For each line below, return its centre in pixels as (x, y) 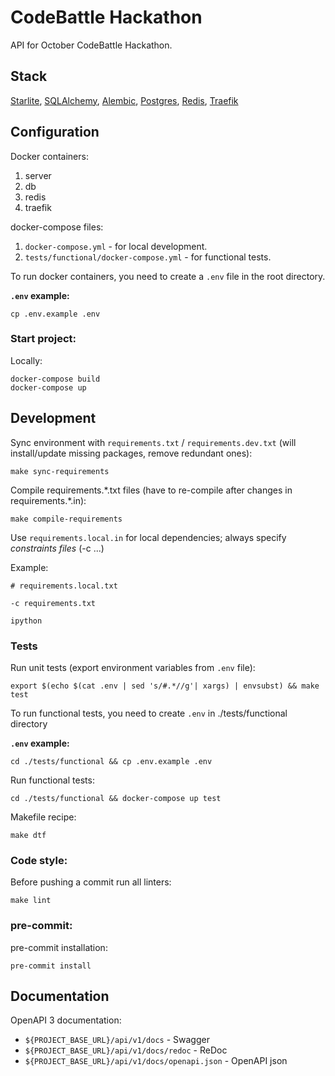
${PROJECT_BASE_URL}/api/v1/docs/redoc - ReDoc (126, 1050)
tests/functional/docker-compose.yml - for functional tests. (148, 257)
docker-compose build (55, 379)
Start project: (43, 339)
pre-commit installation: (59, 947)
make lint (31, 901)
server (38, 175)
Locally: (26, 360)
